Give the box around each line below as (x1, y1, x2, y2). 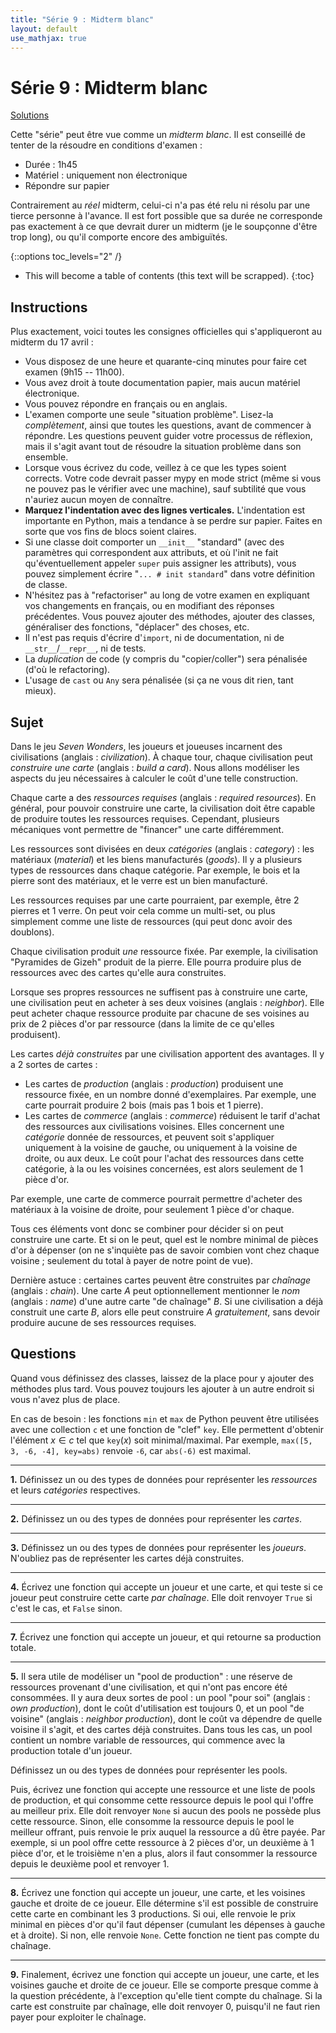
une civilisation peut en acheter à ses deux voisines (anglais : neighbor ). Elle (10, 996, 325, 1008)
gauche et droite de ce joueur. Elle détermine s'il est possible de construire (10, 1897, 319, 1909)
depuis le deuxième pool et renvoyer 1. (10, 1857, 170, 1870)
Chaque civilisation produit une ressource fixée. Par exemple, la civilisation (10, 945, 319, 957)
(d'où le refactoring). (24, 664, 111, 676)
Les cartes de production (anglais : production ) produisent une (24, 1077, 284, 1090)
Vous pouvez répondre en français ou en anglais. (24, 398, 228, 410)
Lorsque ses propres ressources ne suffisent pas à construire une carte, (10, 986, 308, 998)
